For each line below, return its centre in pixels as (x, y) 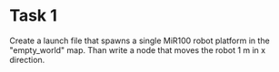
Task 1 (33, 16)
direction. (27, 59)
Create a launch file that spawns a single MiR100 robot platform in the (139, 40)
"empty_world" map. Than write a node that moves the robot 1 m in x (138, 49)
